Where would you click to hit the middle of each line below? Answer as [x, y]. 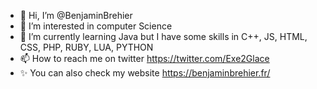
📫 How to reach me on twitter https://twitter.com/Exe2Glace [144, 58]
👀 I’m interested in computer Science [96, 26]
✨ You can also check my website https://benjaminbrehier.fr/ [145, 73]
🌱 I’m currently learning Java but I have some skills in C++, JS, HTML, [163, 36]
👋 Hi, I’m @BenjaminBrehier [76, 15]
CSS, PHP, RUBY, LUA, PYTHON [86, 47]
